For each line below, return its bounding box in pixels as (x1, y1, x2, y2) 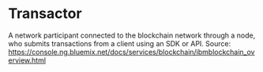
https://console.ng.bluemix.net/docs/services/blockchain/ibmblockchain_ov (8, 47, 255, 56)
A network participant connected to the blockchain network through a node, (8, 31, 256, 40)
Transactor (8, 5, 82, 23)
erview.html (8, 56, 46, 65)
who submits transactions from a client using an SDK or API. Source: (8, 38, 231, 48)
